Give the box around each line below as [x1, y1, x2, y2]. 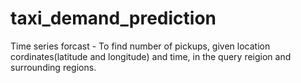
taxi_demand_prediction [10, 7, 217, 30]
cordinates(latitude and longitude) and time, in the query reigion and [10, 50, 292, 62]
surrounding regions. [10, 61, 97, 73]
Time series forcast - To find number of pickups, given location [10, 40, 271, 52]
